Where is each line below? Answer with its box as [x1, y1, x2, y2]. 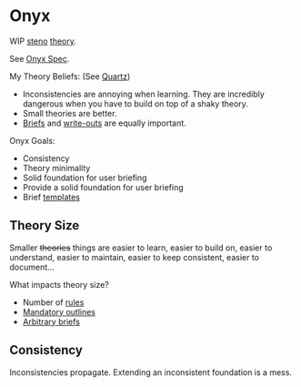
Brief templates [22, 191, 80, 202]
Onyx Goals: [9, 135, 55, 146]
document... [9, 261, 55, 272]
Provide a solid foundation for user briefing [22, 181, 184, 192]
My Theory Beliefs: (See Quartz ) [9, 70, 131, 82]
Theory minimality [22, 162, 91, 173]
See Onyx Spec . [9, 53, 70, 64]
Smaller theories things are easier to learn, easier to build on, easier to [9, 242, 273, 253]
